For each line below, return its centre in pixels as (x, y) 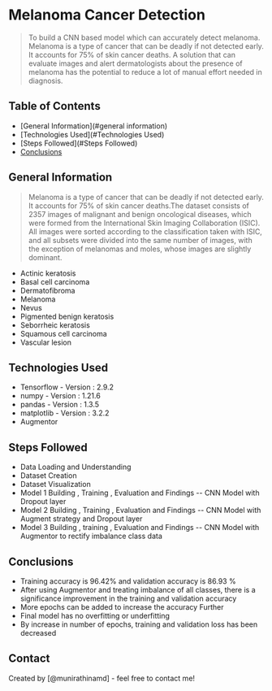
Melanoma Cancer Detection (107, 15)
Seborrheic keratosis (55, 325)
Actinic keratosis (48, 273)
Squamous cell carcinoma (63, 333)
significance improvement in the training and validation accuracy (128, 598)
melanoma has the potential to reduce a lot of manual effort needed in (145, 72)
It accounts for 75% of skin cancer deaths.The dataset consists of (138, 206)
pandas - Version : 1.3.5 (60, 405)
